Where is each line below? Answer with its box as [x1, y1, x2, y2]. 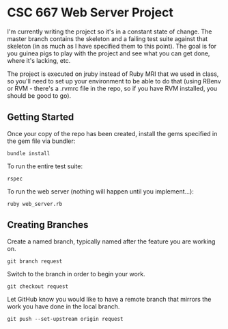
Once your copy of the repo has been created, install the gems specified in [7, 129, 218, 137]
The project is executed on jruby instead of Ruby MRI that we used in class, [7, 70, 219, 78]
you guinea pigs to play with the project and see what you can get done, [7, 49, 210, 57]
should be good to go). [7, 91, 72, 100]
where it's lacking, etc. [7, 56, 71, 64]
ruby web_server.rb [7, 200, 63, 207]
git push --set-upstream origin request [7, 315, 124, 322]
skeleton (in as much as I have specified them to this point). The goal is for [7, 42, 217, 50]
